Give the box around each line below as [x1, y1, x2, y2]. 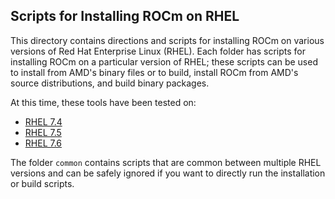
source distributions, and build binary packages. [10, 77, 210, 89]
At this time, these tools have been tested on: [10, 96, 197, 108]
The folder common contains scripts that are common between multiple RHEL [10, 156, 322, 168]
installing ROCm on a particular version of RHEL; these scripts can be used [10, 55, 318, 68]
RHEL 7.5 [24, 126, 62, 138]
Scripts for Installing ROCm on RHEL [10, 8, 240, 25]
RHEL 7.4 [24, 115, 63, 128]
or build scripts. [10, 177, 75, 189]
